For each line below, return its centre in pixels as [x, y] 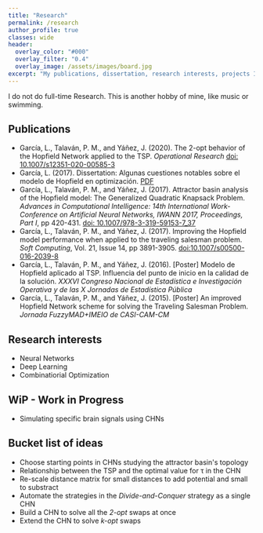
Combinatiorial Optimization [64, 375]
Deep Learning [43, 367]
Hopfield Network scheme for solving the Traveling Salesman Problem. [134, 306]
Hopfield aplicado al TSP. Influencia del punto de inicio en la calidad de [134, 273]
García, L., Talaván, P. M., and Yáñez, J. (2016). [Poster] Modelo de [127, 265]
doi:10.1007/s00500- [212, 248]
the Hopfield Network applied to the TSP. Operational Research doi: [129, 156]
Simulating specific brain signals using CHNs [92, 419]
